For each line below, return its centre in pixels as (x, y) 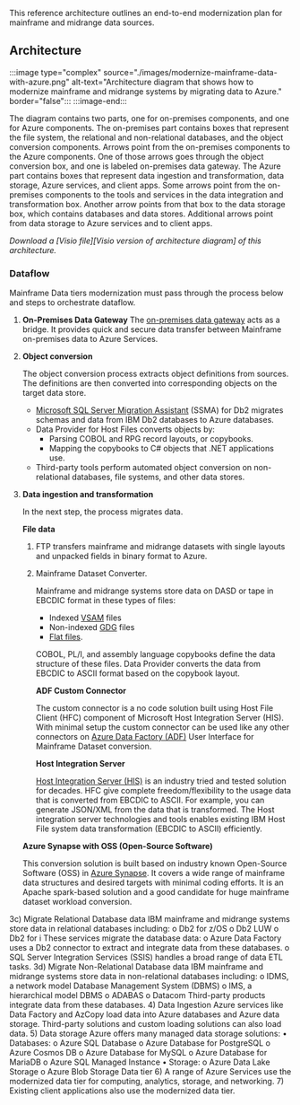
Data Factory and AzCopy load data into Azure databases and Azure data (145, 1014)
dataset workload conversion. (77, 902)
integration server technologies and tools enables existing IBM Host (160, 820)
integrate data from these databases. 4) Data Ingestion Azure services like (146, 1005)
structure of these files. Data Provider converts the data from (148, 664)
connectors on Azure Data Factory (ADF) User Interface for (145, 737)
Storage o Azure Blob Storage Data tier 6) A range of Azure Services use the (150, 1072)
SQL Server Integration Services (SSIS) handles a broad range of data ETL (146, 957)
